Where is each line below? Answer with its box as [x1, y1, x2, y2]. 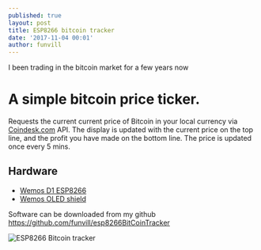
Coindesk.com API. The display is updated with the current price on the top [8, 125, 254, 134]
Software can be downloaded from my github [8, 209, 157, 218]
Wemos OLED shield [19, 194, 87, 203]
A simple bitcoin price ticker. [8, 90, 200, 108]
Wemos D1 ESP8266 [19, 185, 87, 195]
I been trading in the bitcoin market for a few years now [8, 62, 189, 72]
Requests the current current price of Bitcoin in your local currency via [8, 116, 238, 127]
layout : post [8, 19, 51, 27]
